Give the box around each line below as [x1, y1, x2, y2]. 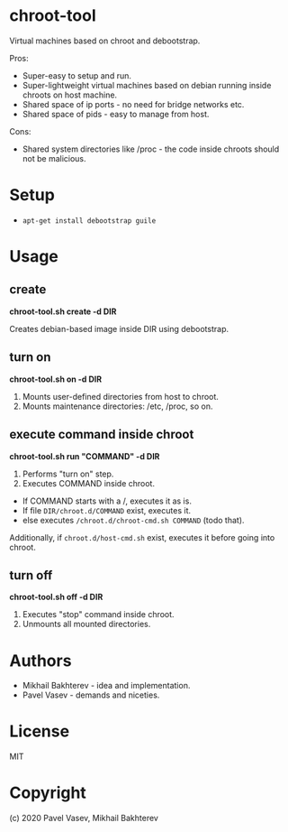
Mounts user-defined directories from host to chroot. [22, 391, 219, 402]
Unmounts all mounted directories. [22, 619, 151, 630]
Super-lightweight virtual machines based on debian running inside [22, 79, 272, 90]
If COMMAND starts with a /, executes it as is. [22, 495, 192, 506]
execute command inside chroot [9, 427, 194, 442]
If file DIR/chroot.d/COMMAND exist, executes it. [22, 504, 192, 515]
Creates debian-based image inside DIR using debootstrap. [9, 323, 229, 334]
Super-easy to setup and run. [22, 69, 132, 81]
